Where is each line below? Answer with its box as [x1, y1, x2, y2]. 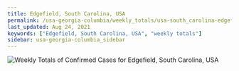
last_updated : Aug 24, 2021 [7, 23, 91, 30]
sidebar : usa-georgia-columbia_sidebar [7, 37, 126, 44]
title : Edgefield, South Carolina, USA [7, 10, 126, 18]
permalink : [7, 17, 40, 24]
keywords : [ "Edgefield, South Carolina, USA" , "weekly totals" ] [7, 30, 202, 37]
